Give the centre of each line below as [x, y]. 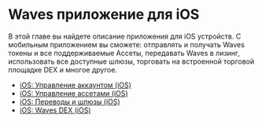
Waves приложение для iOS [104, 15]
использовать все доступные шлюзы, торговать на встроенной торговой [131, 61]
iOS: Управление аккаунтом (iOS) [76, 85]
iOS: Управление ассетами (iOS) [74, 93]
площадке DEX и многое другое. [63, 69]
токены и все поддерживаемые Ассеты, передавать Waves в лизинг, [124, 53]
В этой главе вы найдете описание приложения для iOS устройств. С [125, 36]
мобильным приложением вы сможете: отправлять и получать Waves [127, 44]
